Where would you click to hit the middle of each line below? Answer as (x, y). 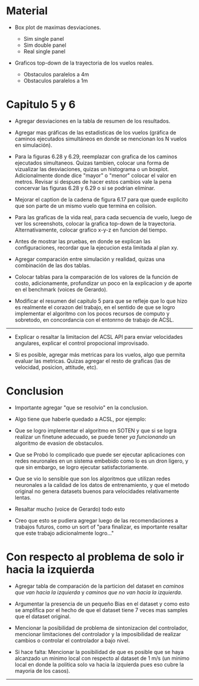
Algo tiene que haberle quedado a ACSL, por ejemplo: (81, 419)
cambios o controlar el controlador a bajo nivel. (72, 640)
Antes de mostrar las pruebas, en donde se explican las (83, 241)
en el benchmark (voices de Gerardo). (61, 289)
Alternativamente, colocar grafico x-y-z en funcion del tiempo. (91, 230)
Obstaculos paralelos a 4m (56, 74)
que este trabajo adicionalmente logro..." (64, 533)
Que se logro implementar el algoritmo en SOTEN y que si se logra (96, 430)
